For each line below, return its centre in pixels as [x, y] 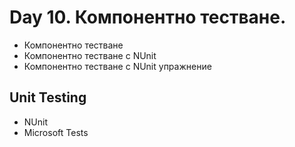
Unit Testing [48, 97]
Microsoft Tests [56, 132]
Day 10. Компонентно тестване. [148, 17]
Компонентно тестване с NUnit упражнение [117, 66]
